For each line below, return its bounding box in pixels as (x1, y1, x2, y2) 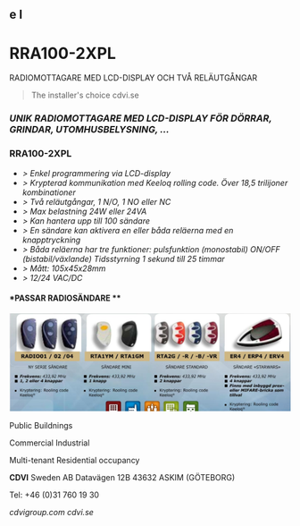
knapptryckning (21, 234, 81, 245)
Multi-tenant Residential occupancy (9, 455, 140, 466)
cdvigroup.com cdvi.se (9, 507, 94, 518)
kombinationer (21, 187, 76, 198)
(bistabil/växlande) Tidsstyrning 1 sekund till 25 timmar (21, 253, 225, 264)
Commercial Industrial (9, 437, 90, 448)
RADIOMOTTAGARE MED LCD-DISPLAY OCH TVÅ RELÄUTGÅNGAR (9, 72, 258, 83)
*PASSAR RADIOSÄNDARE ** (9, 293, 121, 303)
